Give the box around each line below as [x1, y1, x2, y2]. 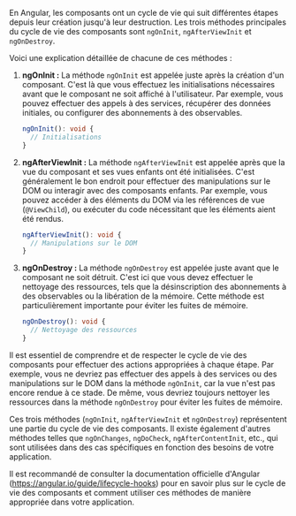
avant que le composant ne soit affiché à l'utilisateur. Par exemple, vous [21, 88, 284, 99]
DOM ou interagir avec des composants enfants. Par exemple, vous [21, 185, 268, 195]
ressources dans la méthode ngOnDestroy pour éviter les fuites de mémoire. [9, 397, 283, 407]
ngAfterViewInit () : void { [21, 230, 122, 239]
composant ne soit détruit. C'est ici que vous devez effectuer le [21, 272, 254, 283]
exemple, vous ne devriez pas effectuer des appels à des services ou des [9, 368, 277, 379]
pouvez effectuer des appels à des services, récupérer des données [21, 98, 271, 109]
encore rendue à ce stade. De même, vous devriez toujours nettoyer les [9, 387, 270, 398]
